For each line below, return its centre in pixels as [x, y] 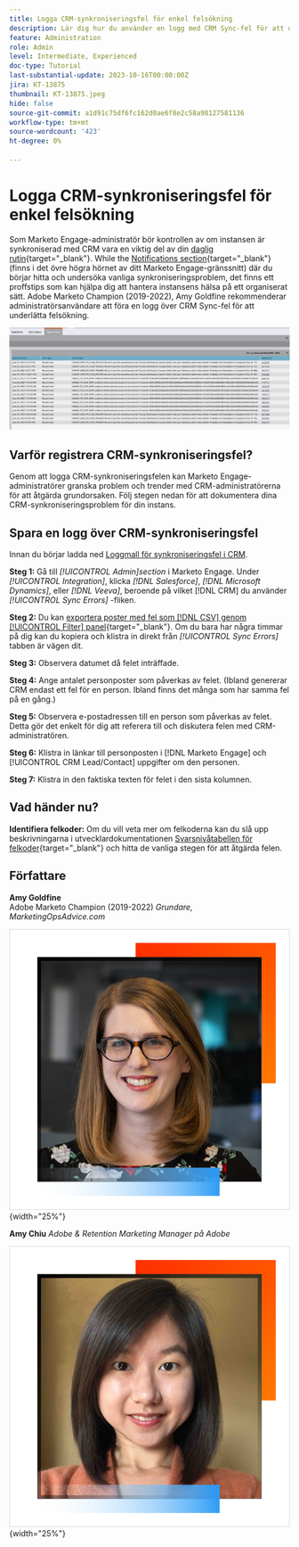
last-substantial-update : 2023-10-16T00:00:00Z [99, 76]
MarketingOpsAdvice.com [57, 916]
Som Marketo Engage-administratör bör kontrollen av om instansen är [137, 239]
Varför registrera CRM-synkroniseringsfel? [131, 455]
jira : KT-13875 [37, 85]
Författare [38, 876]
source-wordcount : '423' [55, 132]
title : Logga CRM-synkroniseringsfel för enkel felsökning [121, 19]
